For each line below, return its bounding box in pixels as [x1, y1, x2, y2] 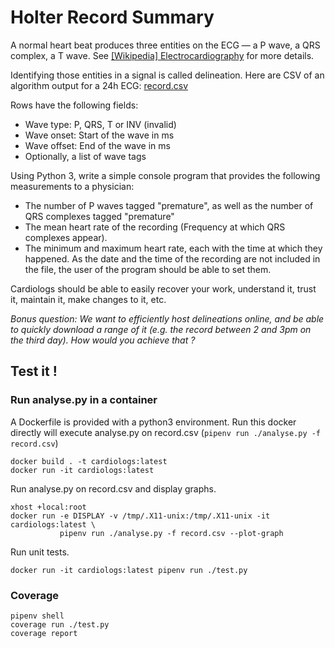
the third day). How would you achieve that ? [10, 334, 196, 346]
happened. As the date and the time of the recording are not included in [24, 252, 321, 265]
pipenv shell [10, 611, 65, 621]
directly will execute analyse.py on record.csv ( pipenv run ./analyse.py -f [10, 426, 322, 438]
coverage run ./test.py [10, 619, 110, 630]
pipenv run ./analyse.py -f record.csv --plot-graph [59, 528, 284, 538]
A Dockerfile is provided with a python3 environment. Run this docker [10, 416, 297, 428]
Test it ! [10, 363, 58, 380]
